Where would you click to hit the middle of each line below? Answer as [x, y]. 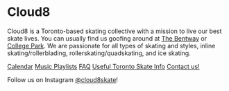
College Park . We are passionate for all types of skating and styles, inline [111, 45]
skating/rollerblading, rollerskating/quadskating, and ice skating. [99, 53]
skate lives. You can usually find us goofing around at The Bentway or [107, 38]
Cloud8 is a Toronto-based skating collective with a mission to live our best [114, 31]
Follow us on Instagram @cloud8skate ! [62, 79]
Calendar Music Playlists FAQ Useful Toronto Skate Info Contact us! [103, 66]
